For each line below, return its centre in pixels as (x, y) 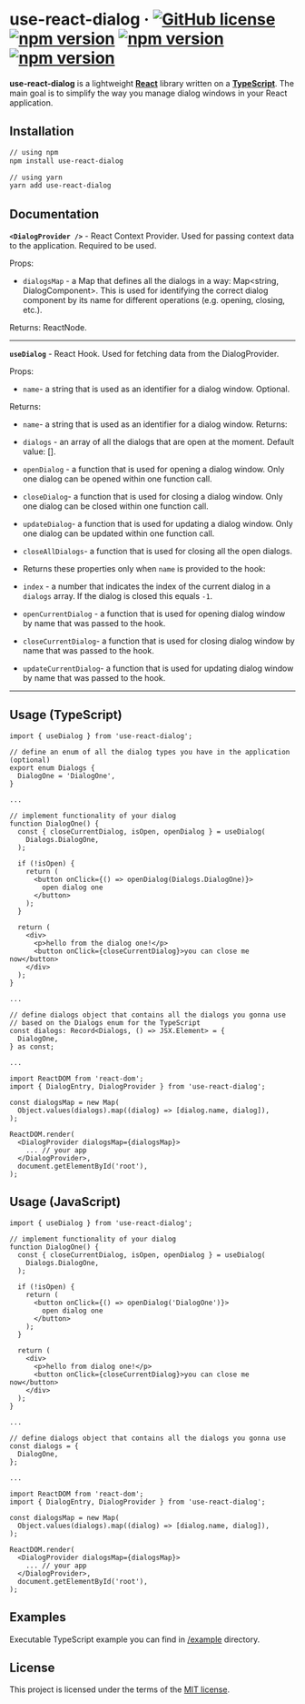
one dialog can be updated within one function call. (118, 533)
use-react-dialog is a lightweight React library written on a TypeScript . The (152, 83)
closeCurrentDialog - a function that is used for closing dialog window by (158, 641)
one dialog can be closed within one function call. (115, 506)
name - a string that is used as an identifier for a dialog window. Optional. (156, 389)
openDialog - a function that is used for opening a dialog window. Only (153, 470)
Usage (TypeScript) (66, 715)
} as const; (32, 1047)
